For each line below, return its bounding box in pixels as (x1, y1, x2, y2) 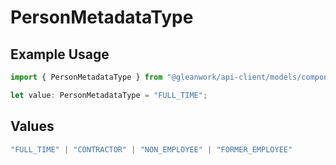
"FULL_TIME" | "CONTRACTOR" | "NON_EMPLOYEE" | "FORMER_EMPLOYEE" (10, 144, 293, 155)
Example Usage (10, 46, 110, 63)
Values (10, 118, 55, 135)
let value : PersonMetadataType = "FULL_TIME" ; (10, 90, 208, 100)
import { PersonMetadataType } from (10, 72, 163, 82)
